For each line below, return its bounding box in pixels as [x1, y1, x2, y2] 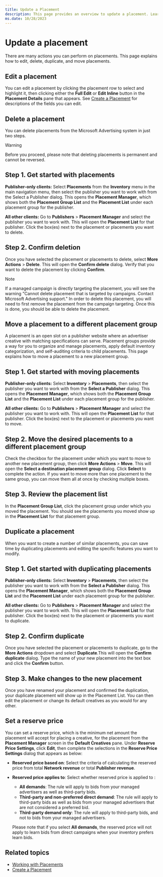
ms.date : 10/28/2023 [5, 16, 47, 21]
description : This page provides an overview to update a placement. [5, 12, 149, 17]
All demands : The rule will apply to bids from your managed [19, 784, 140, 790]
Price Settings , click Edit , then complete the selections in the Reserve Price [5, 745, 158, 751]
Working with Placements [12, 861, 64, 867]
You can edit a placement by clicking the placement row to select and [5, 85, 144, 91]
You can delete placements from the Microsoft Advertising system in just [5, 127, 150, 134]
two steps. [5, 133, 26, 138]
